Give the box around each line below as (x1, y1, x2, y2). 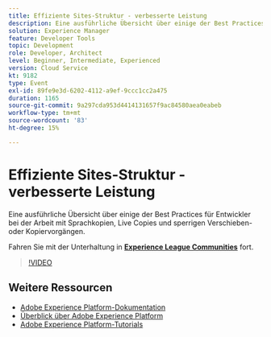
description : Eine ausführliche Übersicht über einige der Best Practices (8, 19, 265, 27)
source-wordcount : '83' (8, 117, 89, 125)
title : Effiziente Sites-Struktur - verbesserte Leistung (8, 11, 207, 20)
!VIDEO (27, 257, 52, 267)
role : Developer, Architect (8, 49, 103, 57)
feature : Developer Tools (8, 34, 95, 43)
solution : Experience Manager (8, 27, 110, 35)
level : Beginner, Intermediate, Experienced (8, 57, 161, 65)
